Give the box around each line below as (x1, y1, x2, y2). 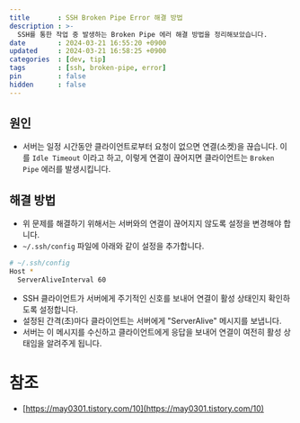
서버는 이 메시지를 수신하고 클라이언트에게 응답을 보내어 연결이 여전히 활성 (22, 326, 282, 337)
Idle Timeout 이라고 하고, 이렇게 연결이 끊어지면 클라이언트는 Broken (31, 152, 275, 163)
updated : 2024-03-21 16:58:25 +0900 (9, 47, 167, 56)
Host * (9, 267, 34, 276)
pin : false (9, 72, 87, 81)
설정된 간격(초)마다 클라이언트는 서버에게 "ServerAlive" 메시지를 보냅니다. (22, 315, 282, 326)
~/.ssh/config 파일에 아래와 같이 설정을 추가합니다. (22, 240, 205, 252)
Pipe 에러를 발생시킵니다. (22, 164, 111, 175)
